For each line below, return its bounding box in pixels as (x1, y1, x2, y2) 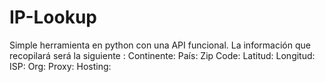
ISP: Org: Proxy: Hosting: (9, 60, 112, 72)
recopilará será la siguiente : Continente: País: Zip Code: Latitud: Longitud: (9, 49, 316, 61)
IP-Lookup (9, 6, 98, 29)
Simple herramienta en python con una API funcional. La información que (9, 39, 311, 51)
